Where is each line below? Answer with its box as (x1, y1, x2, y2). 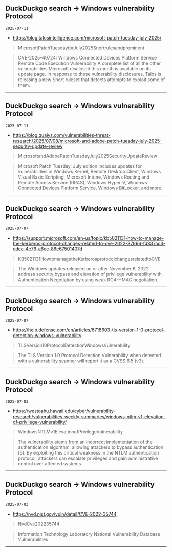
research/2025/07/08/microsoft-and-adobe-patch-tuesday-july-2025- (12, 137, 162, 144)
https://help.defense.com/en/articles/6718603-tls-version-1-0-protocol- (12, 327, 165, 333)
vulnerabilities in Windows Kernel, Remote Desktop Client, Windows (17, 168, 161, 174)
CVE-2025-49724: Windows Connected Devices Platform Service (17, 54, 157, 61)
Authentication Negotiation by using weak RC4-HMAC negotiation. (17, 277, 159, 283)
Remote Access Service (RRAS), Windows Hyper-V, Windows (17, 179, 147, 185)
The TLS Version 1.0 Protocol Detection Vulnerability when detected (17, 352, 161, 359)
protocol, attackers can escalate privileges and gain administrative (17, 455, 158, 461)
